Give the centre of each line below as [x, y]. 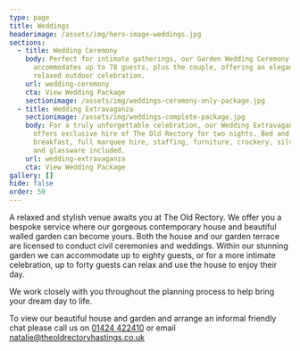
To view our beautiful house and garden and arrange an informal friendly [143, 318]
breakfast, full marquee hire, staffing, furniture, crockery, [153, 142]
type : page [29, 17]
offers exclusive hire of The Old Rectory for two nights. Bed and [161, 134]
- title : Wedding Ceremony [67, 51]
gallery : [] [31, 175]
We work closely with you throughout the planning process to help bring [142, 292]
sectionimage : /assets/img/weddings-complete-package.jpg [135, 117]
